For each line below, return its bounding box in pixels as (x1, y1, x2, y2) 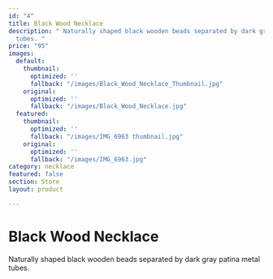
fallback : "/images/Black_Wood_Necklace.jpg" (29, 102, 187, 110)
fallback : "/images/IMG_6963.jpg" (29, 155, 148, 163)
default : (15, 58, 45, 66)
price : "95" (8, 42, 49, 50)
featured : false (8, 170, 63, 178)
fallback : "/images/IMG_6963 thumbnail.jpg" (29, 132, 184, 140)
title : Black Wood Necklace (8, 19, 104, 28)
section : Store (8, 178, 60, 187)
